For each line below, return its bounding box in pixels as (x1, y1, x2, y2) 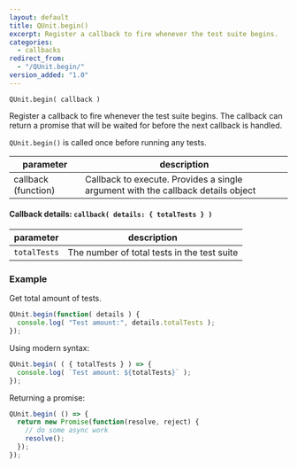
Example (9, 272, 48, 285)
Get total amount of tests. (9, 293, 102, 304)
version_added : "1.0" (9, 71, 89, 80)
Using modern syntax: (9, 342, 90, 353)
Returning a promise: (9, 392, 86, 403)
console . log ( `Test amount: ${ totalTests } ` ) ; (17, 368, 192, 377)
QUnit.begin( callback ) (9, 95, 101, 104)
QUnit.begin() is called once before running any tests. (9, 136, 207, 147)
